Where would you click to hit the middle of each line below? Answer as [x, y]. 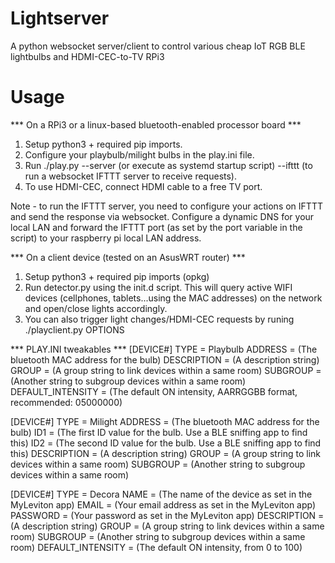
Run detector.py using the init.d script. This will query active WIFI [158, 287]
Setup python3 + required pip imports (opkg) [117, 276]
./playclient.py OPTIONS [74, 329]
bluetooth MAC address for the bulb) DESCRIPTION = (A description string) [165, 359]
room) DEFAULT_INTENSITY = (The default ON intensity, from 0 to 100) [156, 547]
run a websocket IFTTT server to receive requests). [130, 176]
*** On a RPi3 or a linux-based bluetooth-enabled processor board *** [156, 124]
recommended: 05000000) [66, 402]
